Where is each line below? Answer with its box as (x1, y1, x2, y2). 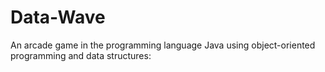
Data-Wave (10, 6, 106, 29)
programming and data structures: (10, 49, 152, 61)
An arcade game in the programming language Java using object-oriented (10, 39, 316, 51)
